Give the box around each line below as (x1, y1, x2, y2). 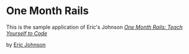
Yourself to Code (6, 29, 47, 36)
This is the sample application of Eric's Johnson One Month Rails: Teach (6, 23, 183, 31)
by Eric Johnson (6, 41, 46, 48)
